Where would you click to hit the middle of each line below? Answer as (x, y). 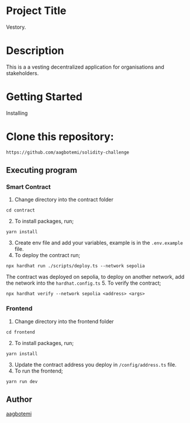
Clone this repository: (60, 137)
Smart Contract (28, 187)
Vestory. (16, 27)
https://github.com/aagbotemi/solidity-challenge (68, 152)
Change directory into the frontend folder (64, 321)
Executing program (42, 170)
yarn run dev (22, 381)
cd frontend (20, 332)
